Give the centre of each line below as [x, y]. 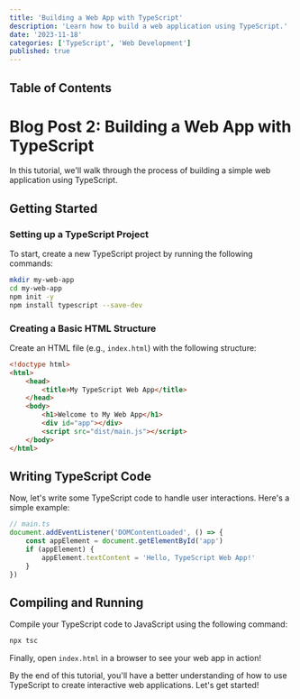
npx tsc [24, 641]
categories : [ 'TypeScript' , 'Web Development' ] [100, 43]
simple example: [40, 508]
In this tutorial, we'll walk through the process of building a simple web [140, 170]
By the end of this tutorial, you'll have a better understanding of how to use [148, 676]
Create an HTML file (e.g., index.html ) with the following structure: [133, 347]
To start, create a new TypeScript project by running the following [132, 254]
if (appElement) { [60, 549]
